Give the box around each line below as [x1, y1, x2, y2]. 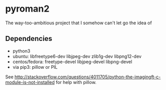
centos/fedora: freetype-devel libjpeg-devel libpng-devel [12, 59, 132, 65]
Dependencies [5, 34, 52, 43]
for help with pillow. [55, 79, 96, 85]
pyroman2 [5, 3, 50, 15]
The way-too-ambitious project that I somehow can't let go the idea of [5, 20, 152, 26]
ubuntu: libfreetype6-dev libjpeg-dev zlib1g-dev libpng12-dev [12, 53, 142, 59]
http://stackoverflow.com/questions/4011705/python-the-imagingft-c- [14, 74, 161, 80]
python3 [12, 48, 30, 54]
